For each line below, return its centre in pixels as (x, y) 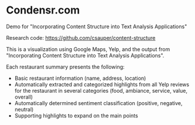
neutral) (24, 109)
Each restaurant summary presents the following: (65, 67)
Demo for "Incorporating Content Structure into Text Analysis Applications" (97, 26)
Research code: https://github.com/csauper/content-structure (81, 38)
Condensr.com (43, 10)
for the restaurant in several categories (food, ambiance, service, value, (101, 90)
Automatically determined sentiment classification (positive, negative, (98, 103)
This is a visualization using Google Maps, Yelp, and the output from (88, 49)
